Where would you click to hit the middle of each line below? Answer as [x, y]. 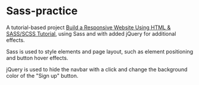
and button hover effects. [37, 58]
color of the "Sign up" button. [42, 75]
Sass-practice [42, 11]
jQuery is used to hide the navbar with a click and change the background [97, 69]
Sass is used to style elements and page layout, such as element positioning [100, 51]
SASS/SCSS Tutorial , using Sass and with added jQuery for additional [91, 33]
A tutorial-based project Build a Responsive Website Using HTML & [88, 27]
